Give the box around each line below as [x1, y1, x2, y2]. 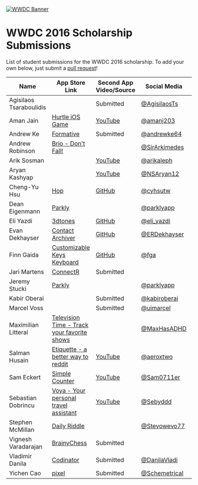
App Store [56, 78, 85, 87]
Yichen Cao [9, 469, 41, 477]
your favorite [52, 328, 87, 336]
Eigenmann [9, 207, 40, 215]
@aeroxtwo [141, 352, 173, 361]
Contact [52, 226, 74, 234]
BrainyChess [52, 438, 87, 447]
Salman [9, 349, 30, 357]
